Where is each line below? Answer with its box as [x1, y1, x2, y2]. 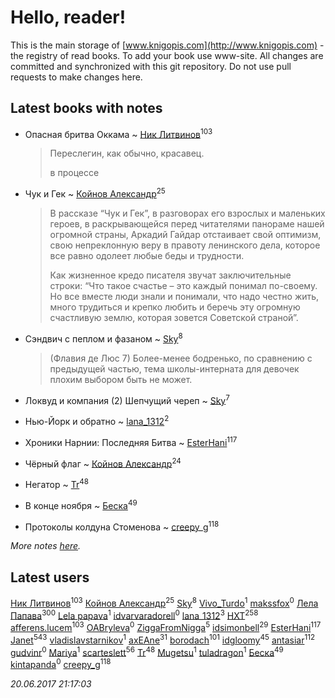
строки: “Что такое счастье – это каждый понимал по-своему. [49, 280, 318, 292]
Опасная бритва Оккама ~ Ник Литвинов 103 [24, 126, 213, 140]
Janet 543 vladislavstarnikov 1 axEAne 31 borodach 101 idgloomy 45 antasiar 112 [10, 632, 316, 646]
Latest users [10, 569, 90, 586]
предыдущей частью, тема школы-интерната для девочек [49, 362, 300, 375]
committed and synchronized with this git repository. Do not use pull [10, 60, 292, 72]
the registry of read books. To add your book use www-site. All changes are [10, 49, 324, 61]
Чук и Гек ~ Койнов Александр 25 [24, 186, 166, 200]
